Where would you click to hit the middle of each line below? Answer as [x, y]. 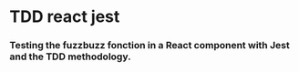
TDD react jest [65, 17]
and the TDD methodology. [70, 57]
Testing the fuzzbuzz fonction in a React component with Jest [149, 46]
